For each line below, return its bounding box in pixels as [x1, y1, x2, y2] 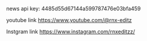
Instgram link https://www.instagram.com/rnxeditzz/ [6, 28, 135, 35]
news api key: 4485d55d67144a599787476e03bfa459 [6, 5, 141, 12]
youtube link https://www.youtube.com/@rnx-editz [6, 17, 132, 23]
